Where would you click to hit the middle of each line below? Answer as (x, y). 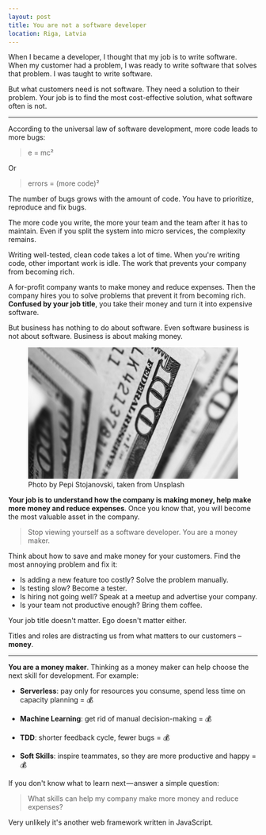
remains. (23, 240)
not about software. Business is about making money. (96, 337)
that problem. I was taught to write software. (80, 74)
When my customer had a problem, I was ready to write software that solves (133, 65)
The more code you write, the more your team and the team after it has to (128, 223)
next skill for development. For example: (74, 675)
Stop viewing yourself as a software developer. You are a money (132, 533)
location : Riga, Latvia (47, 33)
